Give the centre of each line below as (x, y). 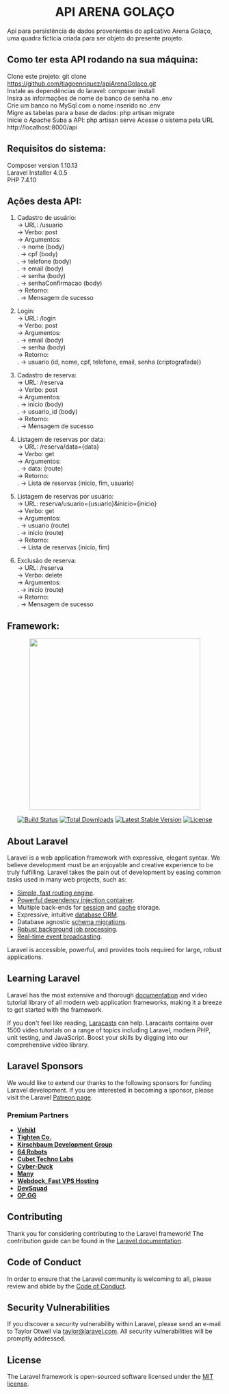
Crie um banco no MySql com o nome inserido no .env (84, 105)
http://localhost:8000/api (42, 127)
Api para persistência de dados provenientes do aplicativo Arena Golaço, (110, 31)
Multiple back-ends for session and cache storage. (89, 907)
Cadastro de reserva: (47, 375)
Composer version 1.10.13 (42, 165)
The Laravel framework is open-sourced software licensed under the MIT (110, 1377)
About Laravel (38, 841)
